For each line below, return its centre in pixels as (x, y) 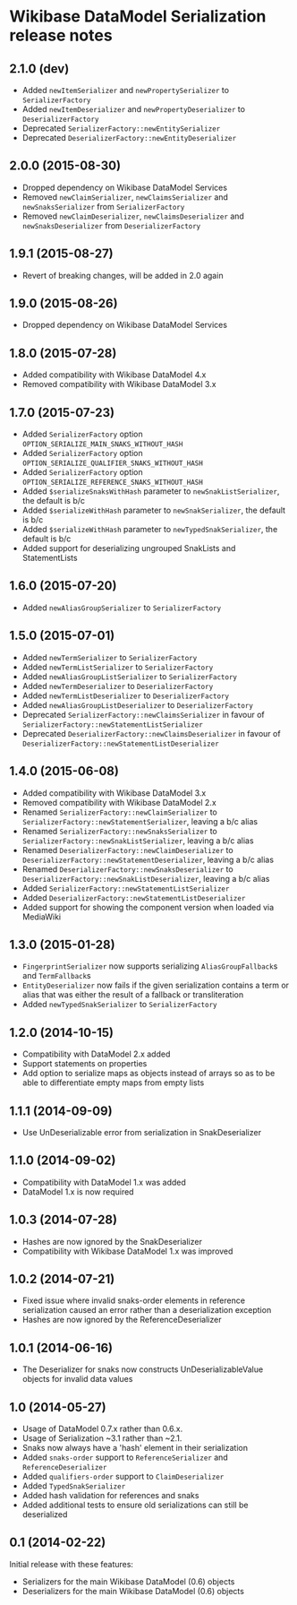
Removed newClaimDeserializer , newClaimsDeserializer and (133, 216)
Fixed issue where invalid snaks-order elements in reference (134, 1300)
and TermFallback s (56, 976)
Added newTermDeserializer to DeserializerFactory (118, 686)
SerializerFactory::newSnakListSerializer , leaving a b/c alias (138, 841)
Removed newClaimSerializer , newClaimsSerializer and (125, 197)
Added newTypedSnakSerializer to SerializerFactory (119, 1005)
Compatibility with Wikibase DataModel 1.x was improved (127, 1251)
